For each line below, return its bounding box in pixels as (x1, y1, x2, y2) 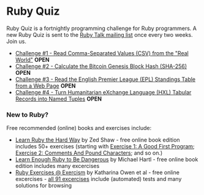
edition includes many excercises (15, 162, 100, 170)
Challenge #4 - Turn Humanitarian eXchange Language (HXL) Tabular (15, 88, 192, 96)
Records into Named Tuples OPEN (15, 95, 102, 102)
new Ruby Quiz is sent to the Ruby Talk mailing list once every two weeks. (6, 31, 193, 38)
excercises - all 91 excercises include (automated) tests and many (15, 175, 182, 183)
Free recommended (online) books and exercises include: (6, 124, 152, 132)
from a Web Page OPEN (15, 82, 76, 90)
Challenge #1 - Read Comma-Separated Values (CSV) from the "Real (15, 49, 189, 56)
